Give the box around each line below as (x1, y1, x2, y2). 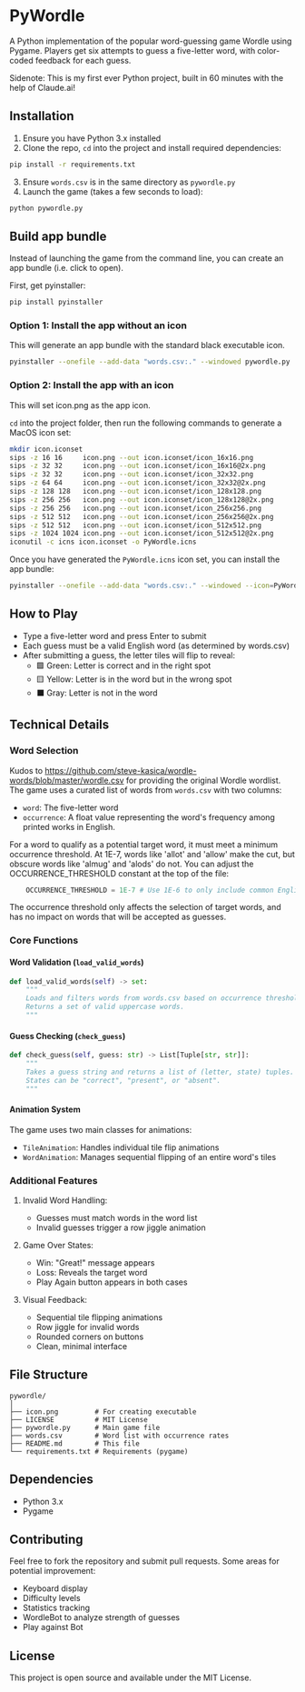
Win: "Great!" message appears (35, 1256, 155, 1268)
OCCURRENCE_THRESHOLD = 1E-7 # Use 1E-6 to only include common (25, 886, 274, 895)
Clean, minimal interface (35, 1340, 128, 1351)
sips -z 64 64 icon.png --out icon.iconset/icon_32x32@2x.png (9, 478, 266, 487)
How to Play (9, 606, 79, 622)
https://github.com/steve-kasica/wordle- (44, 765, 197, 776)
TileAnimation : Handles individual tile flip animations (22, 1142, 220, 1153)
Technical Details (9, 717, 110, 733)
